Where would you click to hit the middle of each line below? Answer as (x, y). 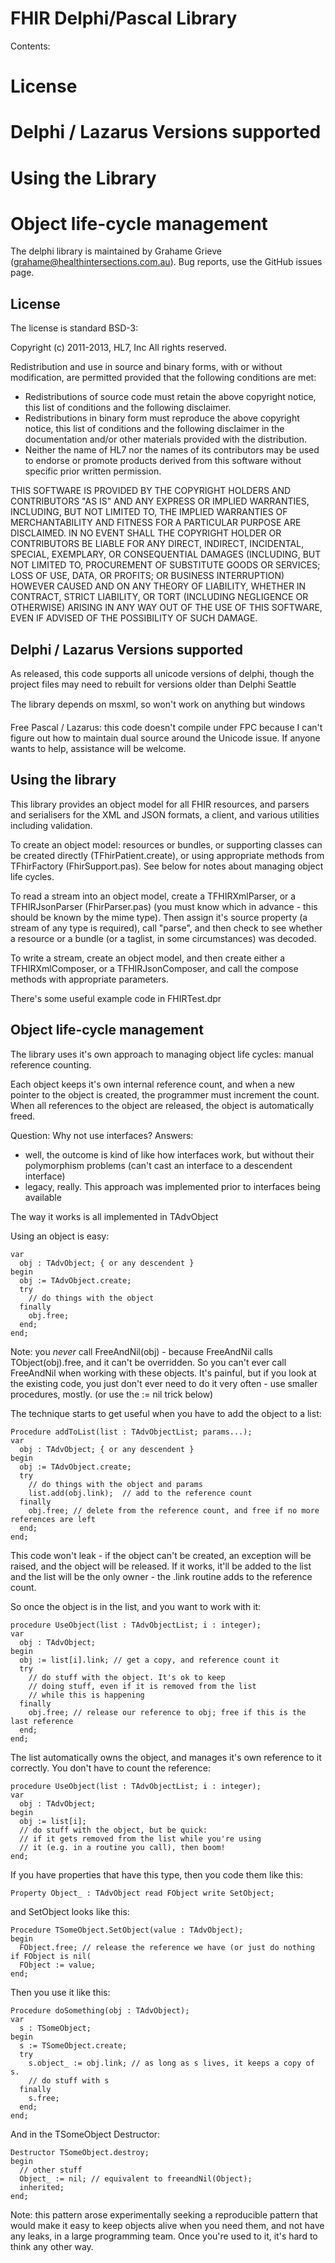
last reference (42, 1721)
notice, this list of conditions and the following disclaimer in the (154, 429)
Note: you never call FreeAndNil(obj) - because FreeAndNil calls (141, 1351)
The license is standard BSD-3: (74, 328)
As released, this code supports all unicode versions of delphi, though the (162, 674)
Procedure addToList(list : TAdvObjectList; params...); (131, 1432)
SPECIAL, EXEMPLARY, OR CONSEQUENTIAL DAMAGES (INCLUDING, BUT (166, 554)
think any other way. (52, 2246)
